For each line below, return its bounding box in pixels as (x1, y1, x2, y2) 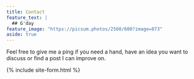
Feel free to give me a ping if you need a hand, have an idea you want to (6, 48, 188, 55)
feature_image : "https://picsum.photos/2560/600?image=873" (6, 26, 163, 32)
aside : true (6, 32, 37, 38)
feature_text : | (6, 15, 48, 21)
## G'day (12, 20, 34, 26)
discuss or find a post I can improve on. (6, 55, 106, 62)
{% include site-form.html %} (6, 66, 81, 74)
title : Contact (6, 9, 45, 15)
